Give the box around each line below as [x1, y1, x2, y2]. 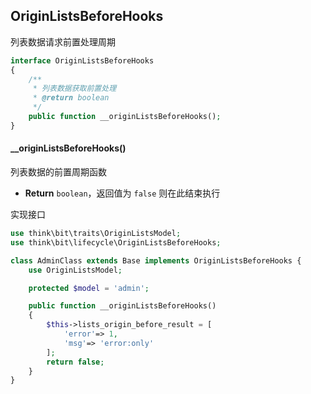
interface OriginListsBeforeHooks [10, 55, 155, 66]
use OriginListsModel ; [28, 265, 123, 275]
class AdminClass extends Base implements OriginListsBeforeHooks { [10, 255, 302, 266]
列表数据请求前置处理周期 [10, 35, 116, 48]
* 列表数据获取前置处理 [32, 84, 117, 94]
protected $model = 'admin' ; [28, 283, 150, 293]
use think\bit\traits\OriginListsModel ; [10, 229, 182, 239]
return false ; [46, 357, 105, 367]
